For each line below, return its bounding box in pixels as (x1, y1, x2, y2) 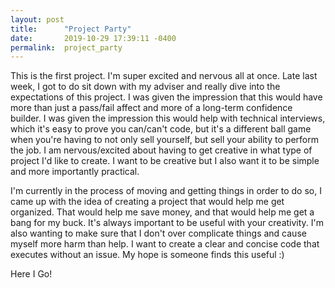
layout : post (10, 14, 65, 25)
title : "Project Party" (10, 24, 132, 34)
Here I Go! (10, 268, 53, 280)
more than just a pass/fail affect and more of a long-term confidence (10, 102, 293, 114)
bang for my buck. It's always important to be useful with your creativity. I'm (10, 217, 325, 229)
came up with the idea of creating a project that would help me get (10, 196, 285, 208)
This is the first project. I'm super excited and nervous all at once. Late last (10, 70, 318, 82)
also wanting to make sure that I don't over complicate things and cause (10, 227, 307, 240)
